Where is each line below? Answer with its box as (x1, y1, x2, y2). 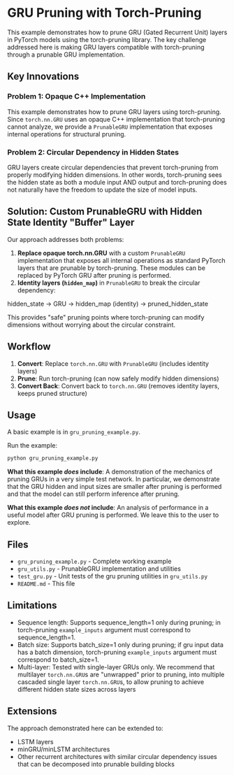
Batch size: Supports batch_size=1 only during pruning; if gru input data (17, 640, 224, 648)
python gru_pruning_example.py (7, 455, 98, 462)
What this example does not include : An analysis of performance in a (7, 504, 209, 512)
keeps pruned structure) (17, 389, 87, 397)
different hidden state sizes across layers (17, 685, 136, 693)
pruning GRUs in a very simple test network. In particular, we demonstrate (7, 475, 220, 483)
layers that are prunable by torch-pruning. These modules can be (17, 264, 206, 272)
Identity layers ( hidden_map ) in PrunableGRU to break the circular (17, 278, 200, 287)
